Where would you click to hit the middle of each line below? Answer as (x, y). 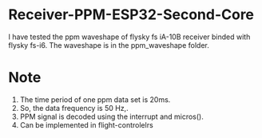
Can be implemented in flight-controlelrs (86, 124)
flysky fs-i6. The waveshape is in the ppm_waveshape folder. (109, 45)
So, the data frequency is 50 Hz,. (74, 108)
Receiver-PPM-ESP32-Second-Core (131, 15)
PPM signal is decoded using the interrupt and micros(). (111, 116)
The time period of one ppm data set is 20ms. (95, 99)
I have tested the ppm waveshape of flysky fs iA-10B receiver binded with (129, 37)
